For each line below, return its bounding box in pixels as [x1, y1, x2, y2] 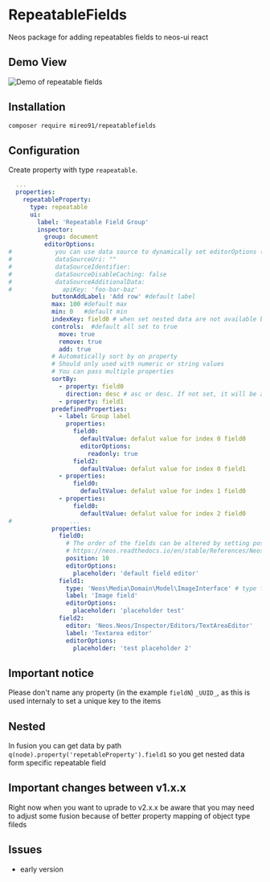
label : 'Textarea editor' [65, 629, 153, 637]
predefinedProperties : [51, 404, 128, 413]
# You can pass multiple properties [51, 367, 174, 375]
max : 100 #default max [51, 300, 128, 309]
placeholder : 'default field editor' [72, 569, 199, 577]
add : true [59, 345, 92, 353]
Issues [8, 843, 43, 857]
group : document [43, 233, 99, 241]
